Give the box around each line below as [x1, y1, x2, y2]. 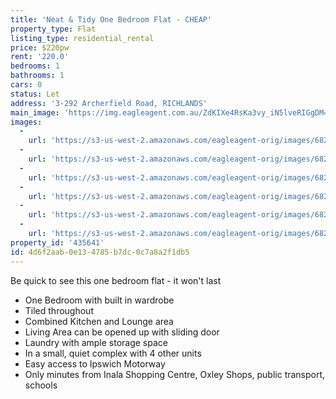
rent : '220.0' [10, 52, 70, 62]
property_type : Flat [10, 24, 97, 34]
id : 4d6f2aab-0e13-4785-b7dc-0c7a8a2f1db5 [10, 247, 190, 257]
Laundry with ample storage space [24, 336, 168, 348]
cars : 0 [10, 80, 43, 90]
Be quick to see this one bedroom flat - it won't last [10, 274, 222, 286]
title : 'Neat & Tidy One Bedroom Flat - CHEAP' [10, 14, 213, 25]
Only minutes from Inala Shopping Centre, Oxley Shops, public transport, [24, 368, 326, 380]
